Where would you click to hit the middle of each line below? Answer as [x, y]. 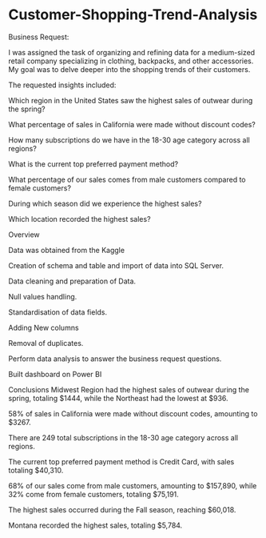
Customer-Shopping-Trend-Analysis [133, 15]
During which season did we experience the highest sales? [105, 203]
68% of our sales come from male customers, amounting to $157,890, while [133, 485]
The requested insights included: [62, 85]
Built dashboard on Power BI [55, 374]
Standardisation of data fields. [58, 312]
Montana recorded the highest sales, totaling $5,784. [95, 525]
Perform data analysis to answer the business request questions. [115, 359]
